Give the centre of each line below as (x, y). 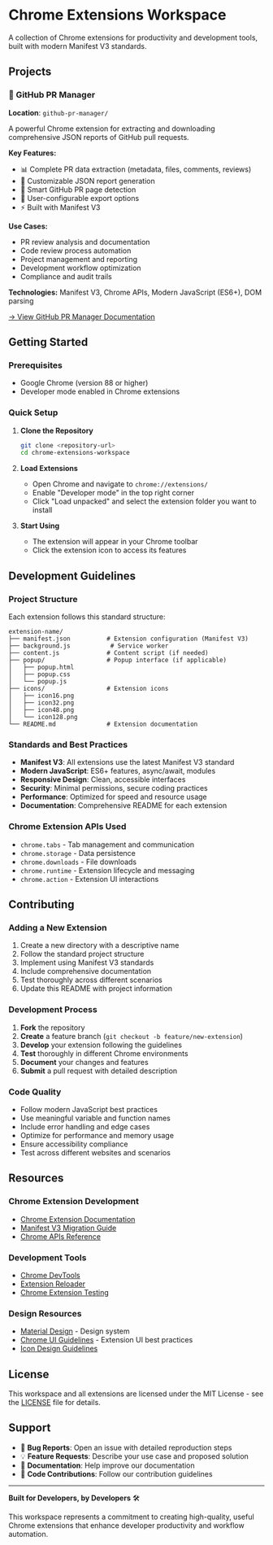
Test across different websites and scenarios (95, 1152)
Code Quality (35, 1092)
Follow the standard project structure (82, 954)
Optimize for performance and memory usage (97, 1135)
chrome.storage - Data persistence (78, 853)
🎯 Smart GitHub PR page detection (78, 190)
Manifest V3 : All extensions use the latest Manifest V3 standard (127, 762)
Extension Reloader (53, 1284)
